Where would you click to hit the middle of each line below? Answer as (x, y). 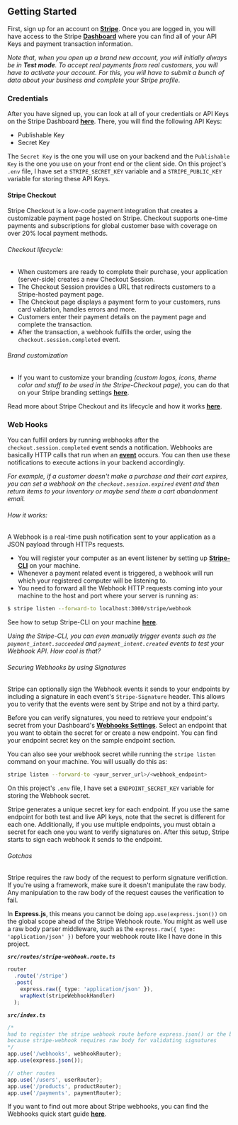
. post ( (23, 983)
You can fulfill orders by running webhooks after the (83, 440)
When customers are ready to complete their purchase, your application (123, 271)
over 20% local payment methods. (58, 234)
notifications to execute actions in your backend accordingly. (96, 462)
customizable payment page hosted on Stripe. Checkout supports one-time (118, 218)
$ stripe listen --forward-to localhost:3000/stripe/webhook (100, 609)
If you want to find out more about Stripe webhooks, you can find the (108, 1107)
